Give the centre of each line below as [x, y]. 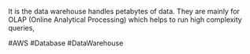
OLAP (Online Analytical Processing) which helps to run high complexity [125, 20]
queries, [22, 28]
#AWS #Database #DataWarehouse [66, 43]
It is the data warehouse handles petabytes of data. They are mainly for [124, 11]
